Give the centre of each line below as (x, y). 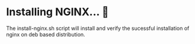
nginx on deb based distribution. (46, 34)
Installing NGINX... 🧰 (57, 12)
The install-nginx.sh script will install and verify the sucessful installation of (98, 28)
